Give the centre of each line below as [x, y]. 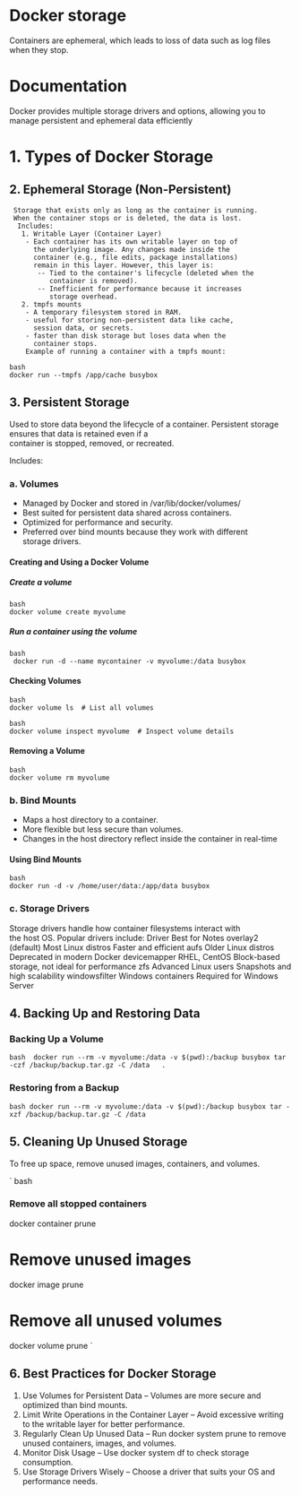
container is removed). [94, 281]
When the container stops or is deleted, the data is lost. [128, 218]
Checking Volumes [46, 681]
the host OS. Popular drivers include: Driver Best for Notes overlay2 [134, 938]
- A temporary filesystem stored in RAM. [103, 312]
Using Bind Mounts [46, 859]
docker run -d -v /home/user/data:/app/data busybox [110, 886]
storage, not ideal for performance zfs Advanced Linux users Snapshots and [150, 966]
